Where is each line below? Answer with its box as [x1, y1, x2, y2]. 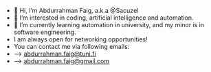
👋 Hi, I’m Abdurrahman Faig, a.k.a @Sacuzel [13, 7, 139, 14]
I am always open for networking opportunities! [13, 35, 148, 43]
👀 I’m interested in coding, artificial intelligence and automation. [13, 14, 194, 22]
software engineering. [13, 28, 77, 36]
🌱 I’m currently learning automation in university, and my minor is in [13, 21, 205, 29]
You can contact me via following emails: [13, 43, 130, 50]
